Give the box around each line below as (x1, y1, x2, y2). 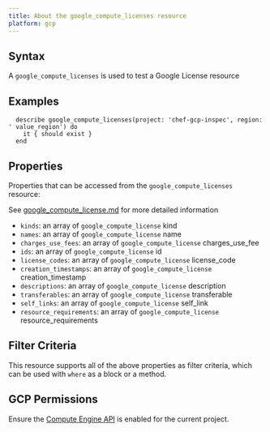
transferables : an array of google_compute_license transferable (19, 289, 233, 299)
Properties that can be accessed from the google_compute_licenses (8, 180, 234, 190)
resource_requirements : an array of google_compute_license (19, 306, 220, 316)
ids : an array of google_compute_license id (19, 246, 162, 256)
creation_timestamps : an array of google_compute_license (19, 263, 212, 273)
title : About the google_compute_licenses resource (8, 11, 186, 20)
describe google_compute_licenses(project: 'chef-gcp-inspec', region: (15, 116, 264, 124)
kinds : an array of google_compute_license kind (19, 220, 178, 230)
